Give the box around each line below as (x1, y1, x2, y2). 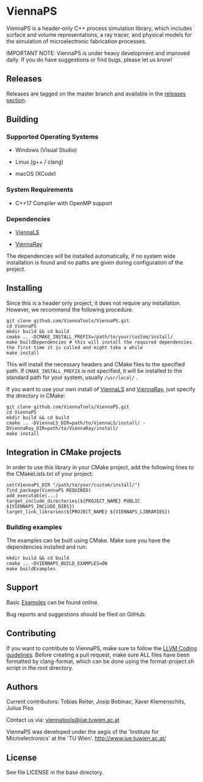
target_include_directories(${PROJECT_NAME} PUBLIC (6, 498, 140, 504)
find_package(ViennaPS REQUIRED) (6, 487, 91, 494)
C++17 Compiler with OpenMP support (15, 199, 113, 206)
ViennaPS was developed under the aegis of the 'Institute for (6, 728, 160, 735)
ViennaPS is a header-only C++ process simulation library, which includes (6, 24, 192, 32)
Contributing (6, 628, 56, 639)
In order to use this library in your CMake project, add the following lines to (6, 464, 194, 471)
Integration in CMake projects (6, 447, 122, 457)
